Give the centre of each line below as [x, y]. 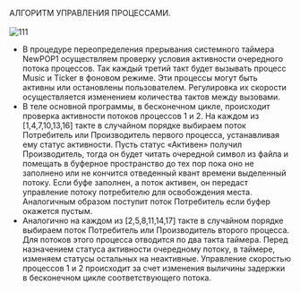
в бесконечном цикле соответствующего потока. [117, 278]
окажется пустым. [57, 211]
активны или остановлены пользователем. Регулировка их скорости [154, 87]
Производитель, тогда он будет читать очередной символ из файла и [155, 154]
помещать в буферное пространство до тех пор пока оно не [138, 163]
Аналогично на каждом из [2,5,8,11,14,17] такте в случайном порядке [153, 220]
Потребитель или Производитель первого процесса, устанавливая [151, 135]
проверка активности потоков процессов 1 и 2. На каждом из [141, 116]
